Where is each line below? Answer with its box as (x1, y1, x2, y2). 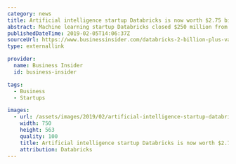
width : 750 (20, 120, 52, 127)
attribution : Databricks (20, 146, 93, 153)
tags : (7, 81, 23, 88)
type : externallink (7, 43, 65, 50)
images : (7, 107, 30, 114)
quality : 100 (20, 132, 58, 140)
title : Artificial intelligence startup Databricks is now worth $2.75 (7, 17, 221, 24)
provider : (7, 55, 37, 63)
